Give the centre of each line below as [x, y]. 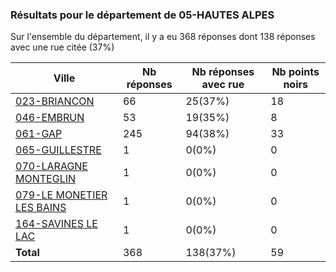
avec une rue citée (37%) [62, 47]
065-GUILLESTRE [58, 150]
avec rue [223, 85]
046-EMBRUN [50, 118]
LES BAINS [41, 208]
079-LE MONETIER [61, 195]
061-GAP [39, 134]
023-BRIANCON [55, 101]
